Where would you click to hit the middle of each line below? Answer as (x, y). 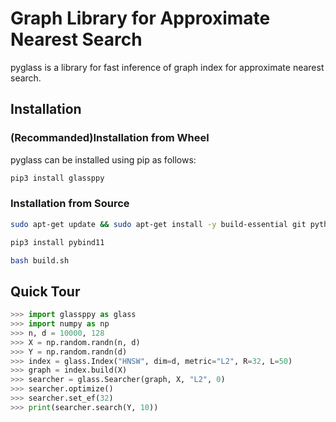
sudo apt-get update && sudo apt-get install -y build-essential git (158, 224)
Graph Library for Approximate (140, 18)
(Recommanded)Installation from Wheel (110, 138)
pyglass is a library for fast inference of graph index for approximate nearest (167, 67)
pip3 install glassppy (57, 178)
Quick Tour (45, 291)
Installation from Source (70, 204)
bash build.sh (40, 260)
